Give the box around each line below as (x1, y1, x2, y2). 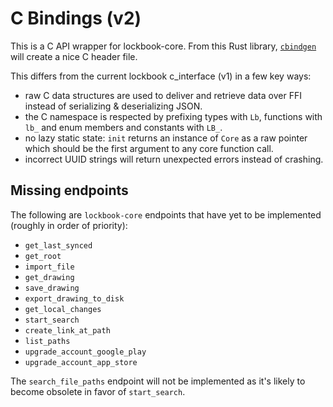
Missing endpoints (10, 182, 129, 199)
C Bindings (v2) (10, 7, 142, 30)
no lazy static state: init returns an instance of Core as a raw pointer (24, 132, 308, 144)
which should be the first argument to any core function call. (24, 142, 274, 154)
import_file (24, 262, 75, 272)
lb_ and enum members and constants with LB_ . (24, 121, 223, 133)
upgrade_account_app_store (24, 357, 138, 367)
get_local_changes (24, 304, 102, 314)
